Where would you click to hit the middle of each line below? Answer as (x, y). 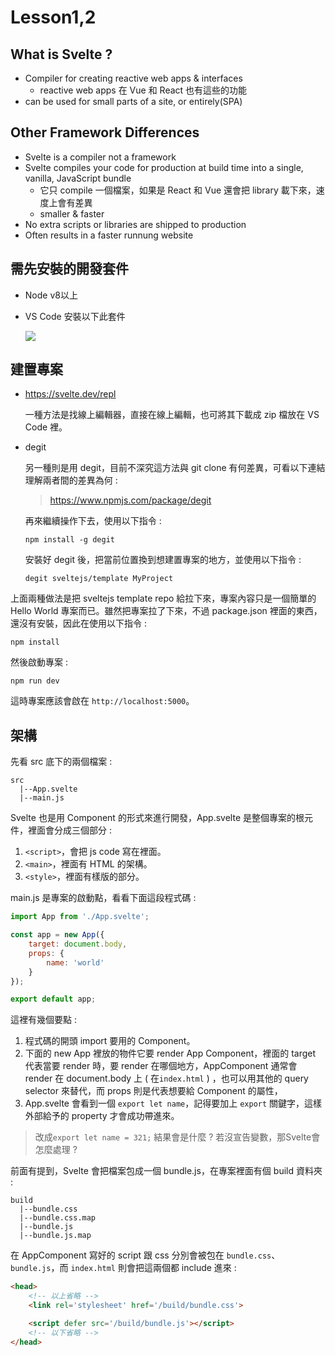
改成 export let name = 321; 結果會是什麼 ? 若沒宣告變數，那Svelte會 (177, 1137)
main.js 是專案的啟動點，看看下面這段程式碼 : (103, 898)
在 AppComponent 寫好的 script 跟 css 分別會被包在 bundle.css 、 (145, 1255)
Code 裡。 (46, 427)
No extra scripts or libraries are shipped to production (135, 224)
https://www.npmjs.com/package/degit (130, 500)
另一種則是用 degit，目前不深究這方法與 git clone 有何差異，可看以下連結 (175, 468)
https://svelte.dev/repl (70, 394)
